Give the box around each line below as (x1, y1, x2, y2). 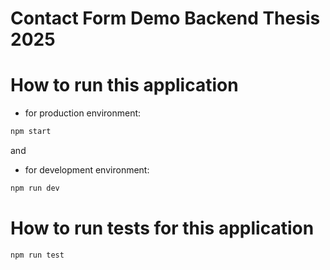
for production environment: (24, 107, 142, 119)
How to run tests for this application (10, 217, 315, 240)
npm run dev (10, 183, 60, 193)
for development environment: (24, 164, 150, 176)
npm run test (10, 250, 65, 260)
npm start (10, 127, 52, 137)
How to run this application (10, 74, 239, 97)
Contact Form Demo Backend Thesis (10, 7, 321, 30)
